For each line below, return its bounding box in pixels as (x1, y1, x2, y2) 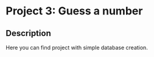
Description (5, 28, 51, 38)
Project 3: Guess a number (5, 4, 143, 18)
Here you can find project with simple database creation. (5, 44, 149, 51)
